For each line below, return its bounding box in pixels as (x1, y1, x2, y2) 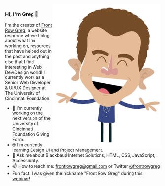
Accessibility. (12, 158, 39, 164)
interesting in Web (5, 64, 42, 70)
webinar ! (12, 176, 31, 182)
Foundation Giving (12, 131, 50, 137)
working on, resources (5, 43, 51, 49)
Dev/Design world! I (5, 69, 45, 75)
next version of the (12, 115, 51, 121)
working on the (12, 110, 43, 116)
